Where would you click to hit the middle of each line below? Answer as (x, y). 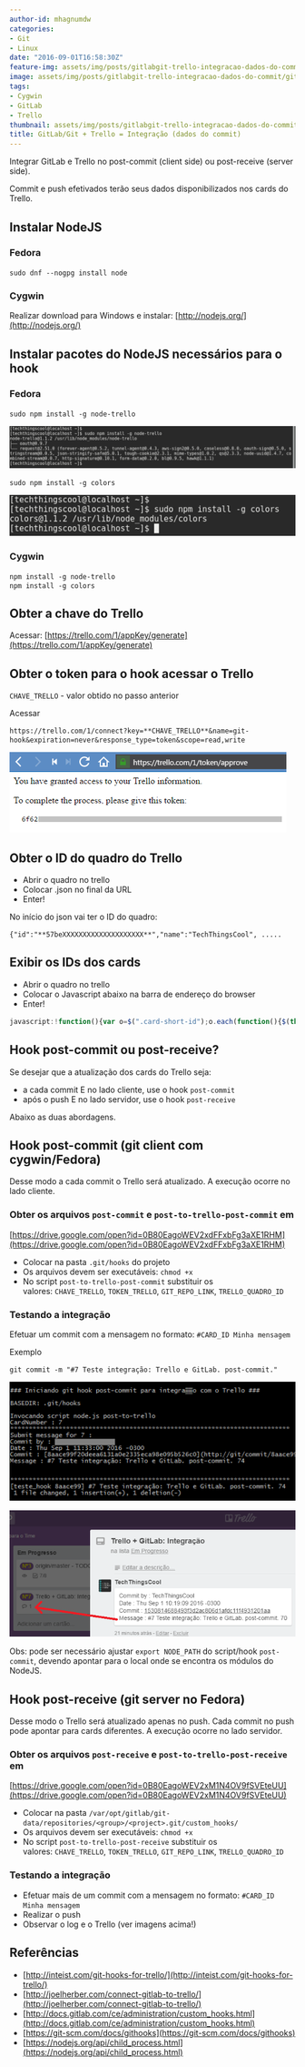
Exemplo (26, 1352)
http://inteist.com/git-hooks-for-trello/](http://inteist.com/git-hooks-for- (159, 1974)
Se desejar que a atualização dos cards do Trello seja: (110, 1072)
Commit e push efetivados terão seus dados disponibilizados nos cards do (149, 189)
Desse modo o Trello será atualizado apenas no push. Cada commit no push (152, 1721)
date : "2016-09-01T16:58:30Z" (67, 58)
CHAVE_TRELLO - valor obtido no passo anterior (94, 695)
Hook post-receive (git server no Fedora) (127, 1699)
